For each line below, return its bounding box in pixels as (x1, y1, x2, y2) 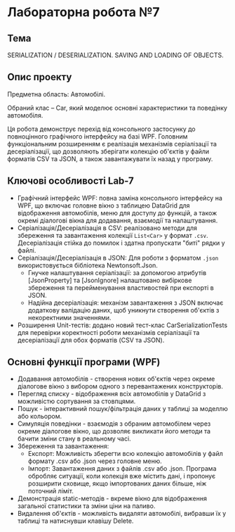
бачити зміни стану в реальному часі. (17, 434, 131, 443)
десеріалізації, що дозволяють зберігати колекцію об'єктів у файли (7, 147, 210, 156)
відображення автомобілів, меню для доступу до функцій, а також (17, 208, 217, 217)
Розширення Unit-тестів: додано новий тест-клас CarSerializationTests (17, 321, 228, 329)
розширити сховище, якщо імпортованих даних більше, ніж (27, 479, 207, 488)
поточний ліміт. (27, 487, 74, 495)
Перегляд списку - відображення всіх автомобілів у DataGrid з (17, 390, 206, 398)
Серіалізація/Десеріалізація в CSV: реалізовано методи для (17, 223, 198, 232)
